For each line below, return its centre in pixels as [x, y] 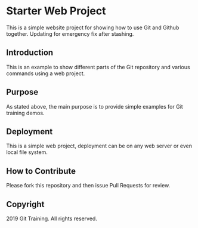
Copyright [25, 204]
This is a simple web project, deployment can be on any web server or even [99, 146]
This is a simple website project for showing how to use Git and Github [93, 27]
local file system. [27, 152]
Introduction [30, 53]
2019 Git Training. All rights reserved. [52, 218]
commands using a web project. [46, 73]
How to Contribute [41, 171]
